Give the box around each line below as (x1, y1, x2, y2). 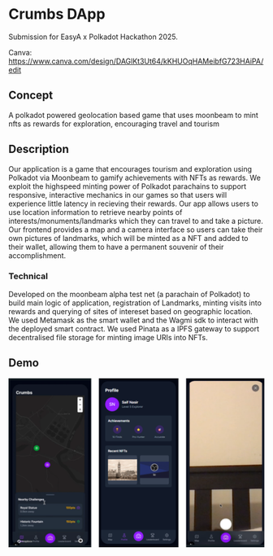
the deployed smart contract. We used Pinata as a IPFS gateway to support (8, 323, 260, 334)
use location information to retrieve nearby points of (8, 207, 183, 217)
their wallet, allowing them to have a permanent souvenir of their (8, 242, 224, 252)
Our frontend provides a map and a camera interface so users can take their (8, 225, 263, 234)
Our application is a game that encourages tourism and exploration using (8, 164, 253, 173)
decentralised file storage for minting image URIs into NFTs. (8, 332, 209, 342)
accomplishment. (8, 250, 67, 260)
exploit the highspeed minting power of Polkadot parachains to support (8, 181, 247, 191)
